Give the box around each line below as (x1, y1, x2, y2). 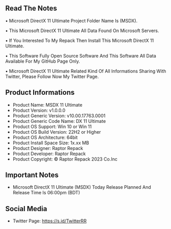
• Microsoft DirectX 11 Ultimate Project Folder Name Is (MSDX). (5, 17, 138, 23)
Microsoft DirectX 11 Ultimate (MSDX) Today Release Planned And (12, 184, 152, 190)
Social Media (5, 204, 47, 213)
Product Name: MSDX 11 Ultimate (12, 101, 83, 108)
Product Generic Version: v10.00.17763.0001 (12, 112, 106, 119)
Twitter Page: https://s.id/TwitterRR (12, 218, 87, 224)
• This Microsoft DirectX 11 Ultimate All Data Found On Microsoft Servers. (5, 28, 159, 34)
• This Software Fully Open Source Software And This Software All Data (5, 53, 157, 59)
